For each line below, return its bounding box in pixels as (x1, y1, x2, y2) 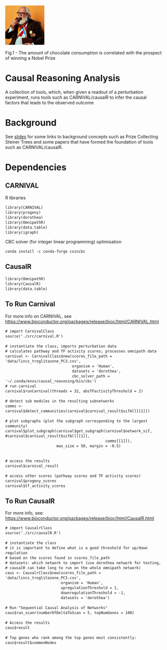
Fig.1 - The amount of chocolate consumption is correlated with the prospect (5, 50, 162, 55)
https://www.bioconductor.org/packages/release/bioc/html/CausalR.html (5, 515, 155, 521)
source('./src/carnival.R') (5, 334, 64, 339)
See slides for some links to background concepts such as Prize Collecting (5, 133, 158, 140)
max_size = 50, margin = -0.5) (56, 443, 121, 448)
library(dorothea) (5, 215, 43, 220)
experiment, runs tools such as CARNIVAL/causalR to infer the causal (5, 94, 147, 100)
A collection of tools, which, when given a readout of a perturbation (5, 89, 144, 95)
